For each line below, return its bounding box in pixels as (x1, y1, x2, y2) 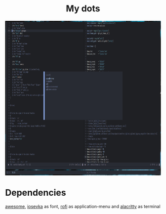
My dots (66, 3, 100, 14)
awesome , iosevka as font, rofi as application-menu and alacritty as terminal (5, 204, 161, 210)
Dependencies (5, 187, 66, 198)
